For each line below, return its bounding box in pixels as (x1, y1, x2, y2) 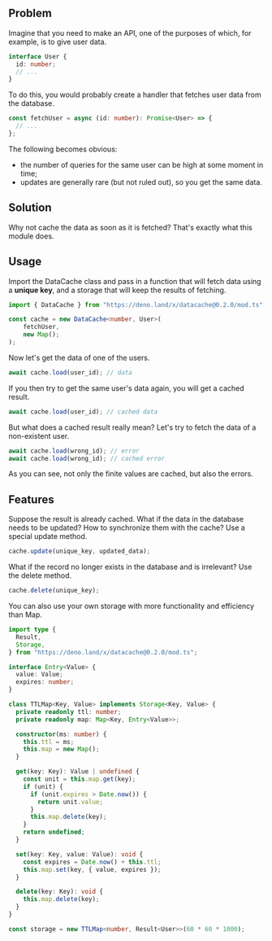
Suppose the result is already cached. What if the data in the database (8, 514, 244, 524)
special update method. (8, 532, 88, 541)
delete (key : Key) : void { (15, 887, 104, 896)
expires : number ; (15, 678, 75, 686)
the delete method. (8, 571, 72, 580)
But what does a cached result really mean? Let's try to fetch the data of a (8, 422, 257, 432)
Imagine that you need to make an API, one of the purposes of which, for (8, 28, 252, 37)
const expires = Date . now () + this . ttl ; (23, 858, 162, 866)
